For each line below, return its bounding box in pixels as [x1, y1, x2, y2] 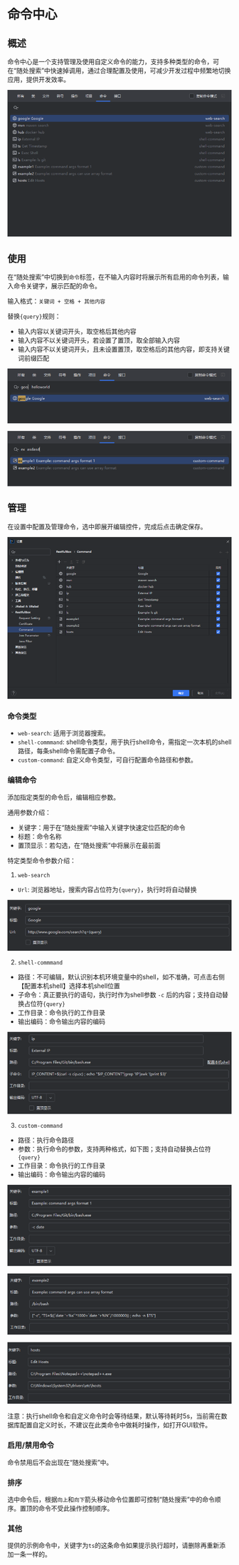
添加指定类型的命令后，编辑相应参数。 [7, 792, 119, 801]
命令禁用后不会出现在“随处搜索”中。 [7, 1458, 113, 1467]
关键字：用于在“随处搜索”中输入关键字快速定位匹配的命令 [17, 823, 186, 832]
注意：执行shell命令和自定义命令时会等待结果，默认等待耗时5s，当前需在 [7, 1412, 222, 1420]
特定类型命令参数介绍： [7, 856, 76, 865]
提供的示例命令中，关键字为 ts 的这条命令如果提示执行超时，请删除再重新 [7, 1541, 220, 1550]
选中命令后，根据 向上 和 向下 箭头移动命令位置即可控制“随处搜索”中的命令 [7, 1495, 215, 1504]
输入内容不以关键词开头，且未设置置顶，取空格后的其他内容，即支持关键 [17, 345, 230, 354]
